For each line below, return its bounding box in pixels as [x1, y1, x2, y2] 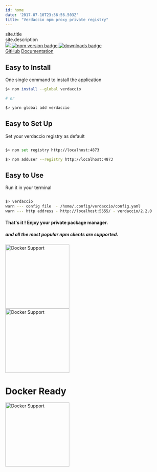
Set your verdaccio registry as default [5, 133, 85, 139]
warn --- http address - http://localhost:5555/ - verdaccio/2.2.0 [5, 209, 152, 214]
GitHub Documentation [5, 48, 54, 54]
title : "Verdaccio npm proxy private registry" [5, 17, 109, 22]
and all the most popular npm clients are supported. [5, 232, 119, 237]
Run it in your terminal [5, 184, 52, 191]
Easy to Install [5, 63, 51, 72]
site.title [5, 31, 22, 37]
